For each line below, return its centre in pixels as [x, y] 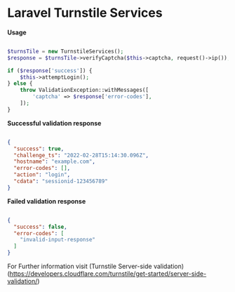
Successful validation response [54, 123]
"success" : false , [41, 227]
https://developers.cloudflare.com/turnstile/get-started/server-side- [108, 274]
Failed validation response [47, 201]
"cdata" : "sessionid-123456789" [61, 181]
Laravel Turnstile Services [85, 13]
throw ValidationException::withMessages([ [85, 90]
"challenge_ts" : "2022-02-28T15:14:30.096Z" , [81, 155]
